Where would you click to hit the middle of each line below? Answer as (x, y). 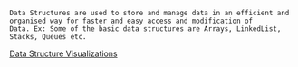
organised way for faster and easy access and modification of (131, 21)
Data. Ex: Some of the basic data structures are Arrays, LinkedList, (145, 29)
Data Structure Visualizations (63, 53)
